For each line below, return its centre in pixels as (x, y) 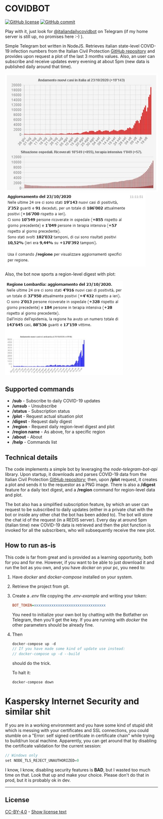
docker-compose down (33, 682)
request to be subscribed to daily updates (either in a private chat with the (79, 509)
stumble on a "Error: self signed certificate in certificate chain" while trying (80, 736)
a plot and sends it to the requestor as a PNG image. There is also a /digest (80, 485)
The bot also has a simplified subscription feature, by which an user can (77, 504)
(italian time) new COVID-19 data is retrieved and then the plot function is (78, 525)
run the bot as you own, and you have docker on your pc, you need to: (75, 567)
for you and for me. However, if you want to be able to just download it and (80, 562)
